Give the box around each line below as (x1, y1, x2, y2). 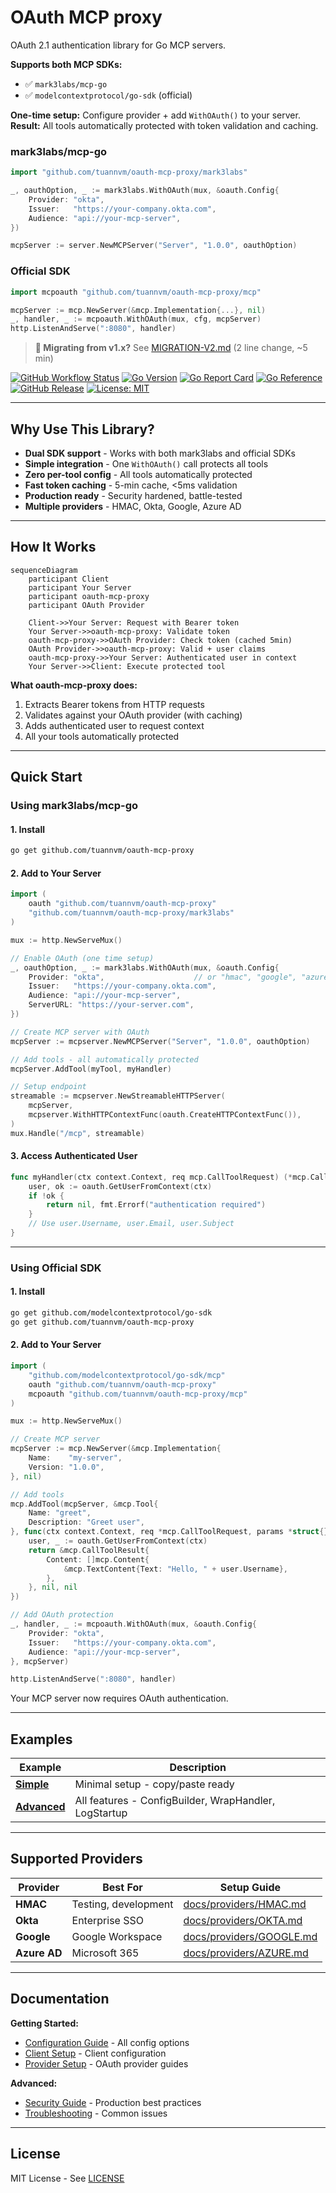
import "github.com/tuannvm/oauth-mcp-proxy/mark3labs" (10, 167, 248, 178)
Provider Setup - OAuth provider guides (24, 2057, 189, 2070)
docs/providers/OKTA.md (183, 1913, 303, 1927)
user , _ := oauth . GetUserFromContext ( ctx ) (28, 1536, 208, 1546)
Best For (102, 1880, 143, 1894)
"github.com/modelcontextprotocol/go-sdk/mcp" (28, 1370, 226, 1380)
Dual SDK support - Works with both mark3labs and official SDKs (24, 447, 296, 459)
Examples (10, 1731, 73, 1748)
